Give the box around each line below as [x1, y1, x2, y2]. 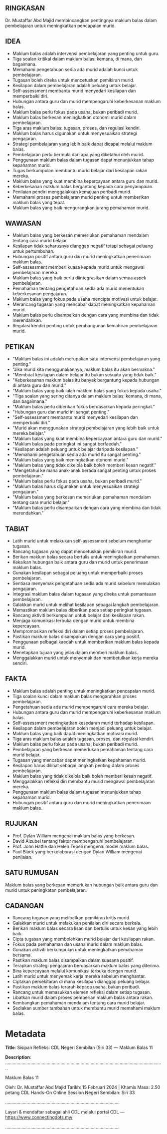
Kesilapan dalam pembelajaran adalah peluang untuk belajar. [12, 82, 137, 88]
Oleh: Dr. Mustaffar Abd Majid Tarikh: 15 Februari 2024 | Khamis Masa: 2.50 [5, 1084, 161, 1090]
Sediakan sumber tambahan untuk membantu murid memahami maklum [12, 1005, 161, 1011]
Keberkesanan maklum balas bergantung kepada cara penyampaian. [12, 183, 154, 189]
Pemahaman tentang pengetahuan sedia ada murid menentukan [12, 285, 145, 292]
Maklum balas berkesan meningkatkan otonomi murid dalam [12, 114, 137, 120]
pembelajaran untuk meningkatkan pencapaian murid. [5, 23, 116, 29]
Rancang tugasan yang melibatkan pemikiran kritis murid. [12, 915, 131, 921]
